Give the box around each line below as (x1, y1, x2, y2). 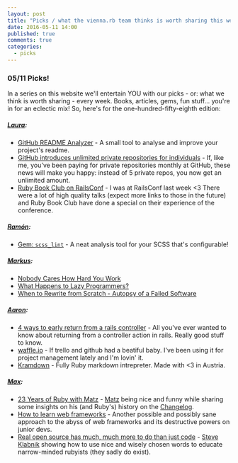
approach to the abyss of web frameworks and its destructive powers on (17, 418, 230, 426)
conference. (17, 206, 54, 215)
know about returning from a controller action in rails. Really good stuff (17, 331, 225, 340)
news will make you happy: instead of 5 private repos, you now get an (17, 168, 222, 177)
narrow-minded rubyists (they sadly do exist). (17, 447, 151, 457)
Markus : (7, 256, 33, 265)
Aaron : (7, 305, 28, 314)
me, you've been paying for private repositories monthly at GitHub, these (17, 161, 231, 170)
